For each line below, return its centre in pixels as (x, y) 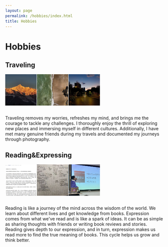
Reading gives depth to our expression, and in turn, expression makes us (80, 229)
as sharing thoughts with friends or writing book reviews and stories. (76, 224)
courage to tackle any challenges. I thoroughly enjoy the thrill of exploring (81, 123)
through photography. (28, 139)
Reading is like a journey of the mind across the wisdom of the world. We (81, 208)
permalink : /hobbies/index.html (39, 16)
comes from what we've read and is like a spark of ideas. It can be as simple (84, 219)
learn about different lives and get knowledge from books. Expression (77, 213)
